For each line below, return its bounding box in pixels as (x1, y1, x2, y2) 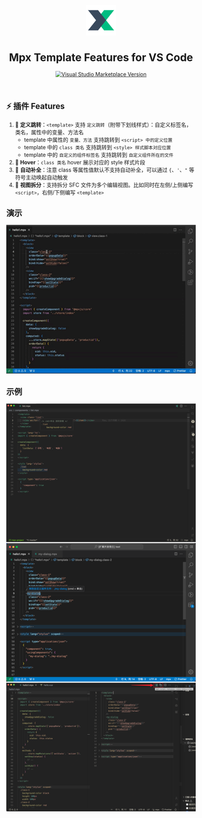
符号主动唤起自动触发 (14, 173, 68, 181)
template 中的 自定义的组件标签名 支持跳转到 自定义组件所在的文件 (23, 151, 174, 158)
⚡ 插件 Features (6, 101, 65, 111)
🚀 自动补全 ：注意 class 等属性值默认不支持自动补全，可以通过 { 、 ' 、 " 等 (14, 166, 195, 173)
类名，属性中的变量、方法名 (14, 128, 84, 135)
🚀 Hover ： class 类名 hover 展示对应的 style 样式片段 (14, 158, 145, 166)
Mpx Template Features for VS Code (8, 51, 194, 64)
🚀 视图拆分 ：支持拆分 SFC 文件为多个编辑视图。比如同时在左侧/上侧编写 (14, 181, 194, 188)
